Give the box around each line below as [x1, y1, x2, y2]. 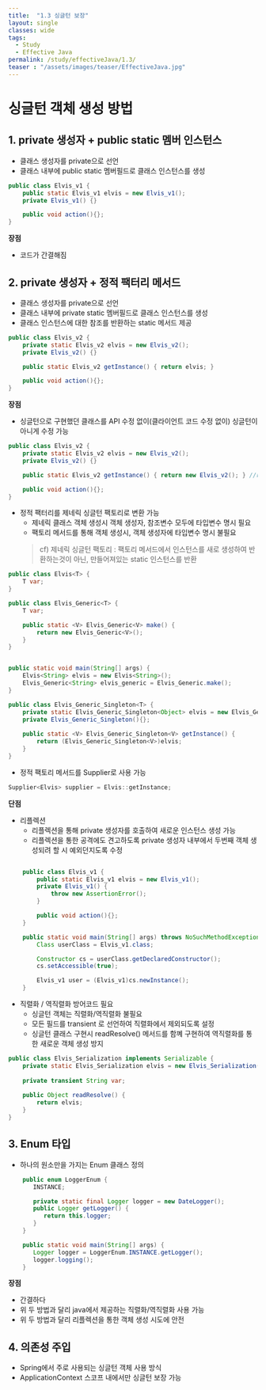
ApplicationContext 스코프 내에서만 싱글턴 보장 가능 [19, 1373, 182, 1382]
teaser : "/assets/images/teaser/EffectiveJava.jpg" [8, 63, 186, 71]
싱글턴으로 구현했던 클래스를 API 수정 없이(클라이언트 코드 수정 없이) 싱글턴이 [19, 416, 258, 426]
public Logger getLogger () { [32, 1205, 129, 1213]
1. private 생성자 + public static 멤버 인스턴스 [8, 134, 222, 147]
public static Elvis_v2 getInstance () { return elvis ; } [22, 363, 215, 370]
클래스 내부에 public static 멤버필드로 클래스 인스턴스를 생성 [19, 165, 206, 175]
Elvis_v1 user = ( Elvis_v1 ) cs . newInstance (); [36, 977, 190, 985]
